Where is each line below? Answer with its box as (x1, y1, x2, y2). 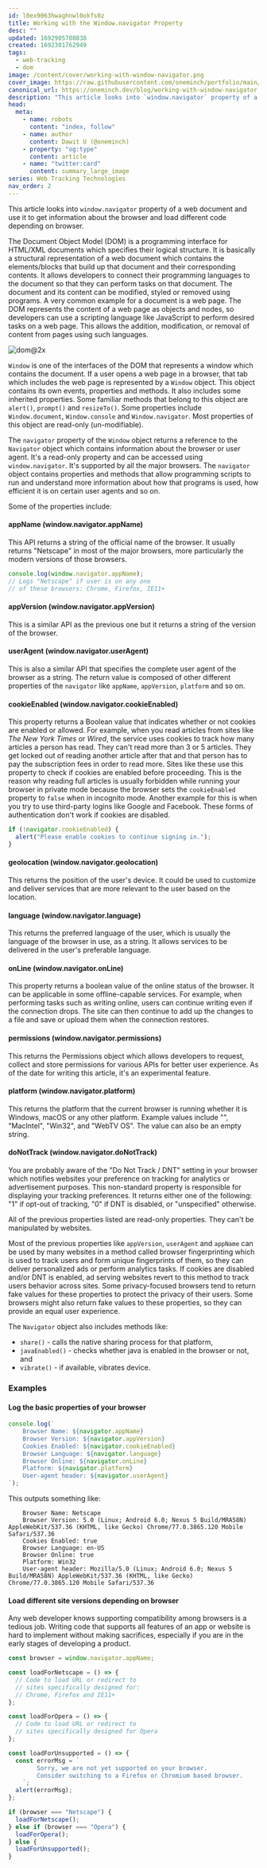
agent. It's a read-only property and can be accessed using (8, 452, 203, 462)
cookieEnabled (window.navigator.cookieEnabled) (8, 699, 179, 709)
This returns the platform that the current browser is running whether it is (8, 1103, 248, 1113)
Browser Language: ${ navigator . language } (22, 1449, 161, 1457)
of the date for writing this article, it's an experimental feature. (8, 1068, 211, 1077)
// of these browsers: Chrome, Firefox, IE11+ (8, 584, 165, 592)
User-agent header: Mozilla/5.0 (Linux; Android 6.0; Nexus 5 (22, 1565, 233, 1573)
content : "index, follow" (29, 123, 115, 131)
